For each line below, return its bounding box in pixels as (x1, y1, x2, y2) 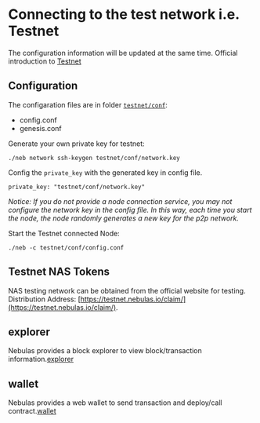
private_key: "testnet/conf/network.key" (8, 183, 146, 191)
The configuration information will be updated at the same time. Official (8, 48, 238, 57)
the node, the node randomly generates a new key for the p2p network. (8, 213, 240, 223)
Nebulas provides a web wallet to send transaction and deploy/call (8, 398, 222, 407)
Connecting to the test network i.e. (8, 5, 240, 24)
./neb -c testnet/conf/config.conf (8, 243, 125, 252)
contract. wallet (8, 407, 56, 416)
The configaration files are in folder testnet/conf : (8, 100, 168, 109)
